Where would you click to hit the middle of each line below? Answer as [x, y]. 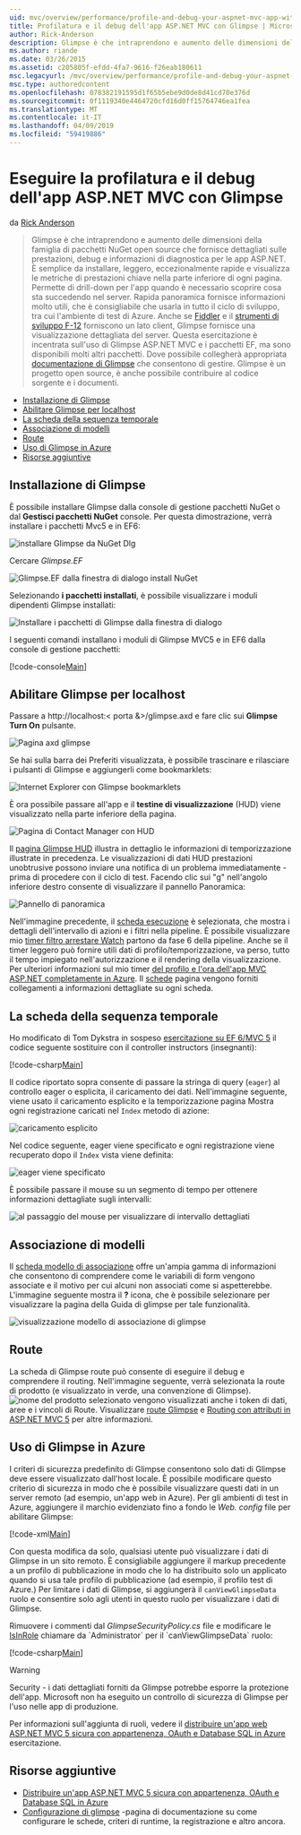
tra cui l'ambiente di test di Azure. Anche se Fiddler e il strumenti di [155, 315]
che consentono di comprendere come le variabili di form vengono [132, 1276]
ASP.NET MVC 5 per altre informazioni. [82, 1419]
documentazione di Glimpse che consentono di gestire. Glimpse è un [159, 363]
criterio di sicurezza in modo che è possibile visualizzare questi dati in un [144, 1487]
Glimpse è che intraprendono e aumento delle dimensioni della [146, 239]
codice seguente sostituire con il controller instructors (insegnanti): [133, 1047]
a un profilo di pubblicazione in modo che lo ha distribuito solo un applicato [148, 1570]
